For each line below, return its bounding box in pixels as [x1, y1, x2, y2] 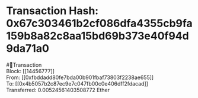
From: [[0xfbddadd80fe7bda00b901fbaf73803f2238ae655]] [6, 74, 154, 81]
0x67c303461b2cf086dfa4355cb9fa [6, 17, 193, 30]
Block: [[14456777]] [6, 67, 55, 74]
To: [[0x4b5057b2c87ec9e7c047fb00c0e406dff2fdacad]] [6, 80, 148, 87]
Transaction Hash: [6, 4, 99, 18]
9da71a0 [6, 42, 49, 55]
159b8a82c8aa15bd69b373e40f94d [6, 30, 189, 43]
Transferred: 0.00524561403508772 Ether [6, 86, 110, 93]
